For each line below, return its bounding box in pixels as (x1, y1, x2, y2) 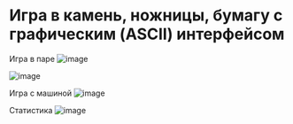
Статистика (9, 105, 53, 115)
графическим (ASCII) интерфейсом (9, 24, 285, 44)
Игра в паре (9, 53, 56, 64)
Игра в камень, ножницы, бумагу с (9, 5, 283, 26)
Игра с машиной (9, 88, 73, 98)
